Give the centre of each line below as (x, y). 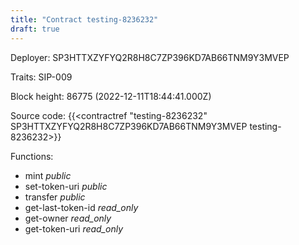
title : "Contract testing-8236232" (84, 19)
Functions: (32, 156)
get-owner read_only (68, 218)
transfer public (55, 197)
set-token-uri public (66, 186)
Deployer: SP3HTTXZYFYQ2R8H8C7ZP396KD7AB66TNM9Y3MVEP (150, 57)
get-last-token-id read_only (81, 207)
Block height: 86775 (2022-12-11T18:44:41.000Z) (111, 96)
